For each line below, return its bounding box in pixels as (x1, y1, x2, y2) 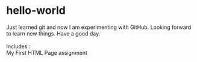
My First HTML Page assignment (6, 49, 87, 56)
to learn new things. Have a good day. (6, 29, 101, 37)
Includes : (6, 43, 31, 50)
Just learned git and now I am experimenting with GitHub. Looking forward (6, 23, 192, 31)
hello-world (6, 4, 66, 17)
